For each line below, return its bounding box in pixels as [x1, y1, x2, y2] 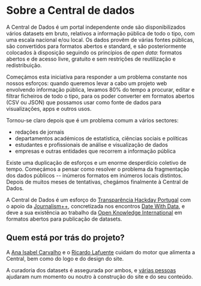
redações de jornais [14, 128, 65, 136]
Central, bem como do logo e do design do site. [6, 255, 124, 262]
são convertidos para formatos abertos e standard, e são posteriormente [6, 43, 187, 50]
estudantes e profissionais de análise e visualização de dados [14, 141, 168, 148]
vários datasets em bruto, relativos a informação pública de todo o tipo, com [6, 29, 195, 37]
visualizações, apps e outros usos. [6, 105, 92, 112]
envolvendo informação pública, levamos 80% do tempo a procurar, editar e [6, 86, 195, 93]
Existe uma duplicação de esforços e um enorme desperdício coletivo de [6, 159, 187, 166]
